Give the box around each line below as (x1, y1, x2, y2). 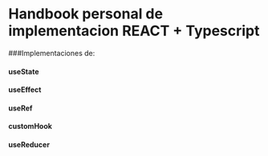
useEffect (8, 85, 42, 94)
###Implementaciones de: (8, 48, 95, 58)
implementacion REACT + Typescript (8, 22, 260, 40)
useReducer (8, 139, 51, 149)
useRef (8, 103, 33, 113)
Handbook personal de (8, 5, 163, 23)
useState (8, 66, 39, 76)
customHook (8, 122, 52, 131)
